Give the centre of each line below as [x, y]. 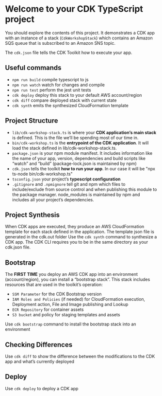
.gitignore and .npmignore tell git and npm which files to [69, 184]
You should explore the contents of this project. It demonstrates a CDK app [80, 33]
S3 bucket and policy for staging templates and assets [66, 315]
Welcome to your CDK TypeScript [74, 9]
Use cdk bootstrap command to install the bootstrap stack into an [71, 324]
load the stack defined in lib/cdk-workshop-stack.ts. [65, 148]
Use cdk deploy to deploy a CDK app [42, 388]
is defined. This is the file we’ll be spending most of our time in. [75, 138]
